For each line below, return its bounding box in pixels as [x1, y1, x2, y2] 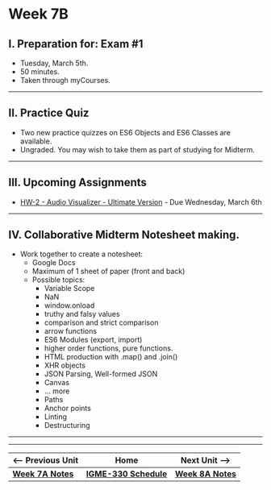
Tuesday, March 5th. [19, 58, 89, 68]
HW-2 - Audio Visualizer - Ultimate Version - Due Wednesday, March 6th [19, 197, 262, 206]
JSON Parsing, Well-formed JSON [44, 369, 158, 379]
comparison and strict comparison [44, 318, 159, 327]
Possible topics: [31, 275, 85, 284]
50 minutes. [19, 67, 60, 77]
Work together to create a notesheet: [19, 249, 144, 259]
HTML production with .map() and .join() [44, 352, 178, 362]
